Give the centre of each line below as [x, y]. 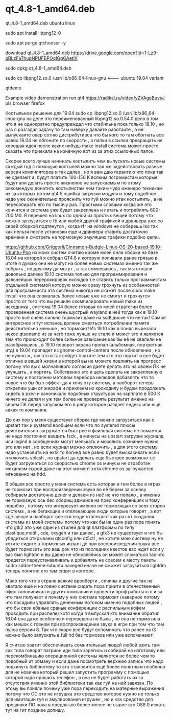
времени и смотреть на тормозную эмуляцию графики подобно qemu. [83, 237]
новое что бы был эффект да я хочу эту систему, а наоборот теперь [80, 383]
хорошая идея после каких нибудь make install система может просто [82, 146]
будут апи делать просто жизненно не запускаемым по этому [73, 182]
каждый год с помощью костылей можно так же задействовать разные [84, 166]
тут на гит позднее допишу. [35, 710]
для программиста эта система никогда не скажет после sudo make [80, 290]
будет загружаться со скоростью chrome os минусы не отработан [78, 463]
